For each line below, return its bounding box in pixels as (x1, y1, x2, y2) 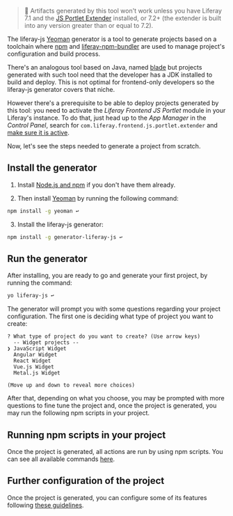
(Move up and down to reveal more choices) (7, 382, 136, 389)
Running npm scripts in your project (7, 429, 166, 441)
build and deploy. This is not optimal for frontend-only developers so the (7, 78, 215, 86)
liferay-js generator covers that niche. (7, 86, 115, 93)
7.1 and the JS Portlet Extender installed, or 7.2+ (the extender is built (24, 14, 221, 22)
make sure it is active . (7, 129, 70, 136)
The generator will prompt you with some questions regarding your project (7, 305, 221, 313)
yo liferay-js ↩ (7, 292, 54, 299)
